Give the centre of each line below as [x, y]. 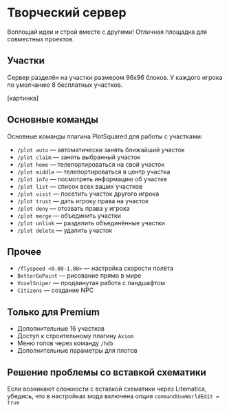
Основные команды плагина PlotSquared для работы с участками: [105, 136]
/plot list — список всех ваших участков [80, 186]
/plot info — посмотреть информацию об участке [92, 179]
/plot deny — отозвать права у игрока [73, 208]
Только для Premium [53, 312]
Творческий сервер [67, 13]
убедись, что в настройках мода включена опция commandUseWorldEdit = [113, 396]
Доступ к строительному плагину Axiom [75, 336]
